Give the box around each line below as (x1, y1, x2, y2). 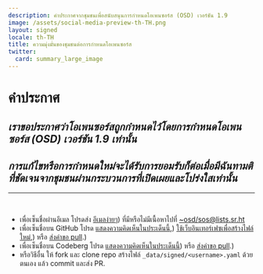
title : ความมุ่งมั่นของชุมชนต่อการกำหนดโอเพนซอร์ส (8, 41, 132, 49)
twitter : (8, 48, 37, 56)
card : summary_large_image (15, 56, 103, 63)
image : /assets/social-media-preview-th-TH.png (8, 19, 167, 27)
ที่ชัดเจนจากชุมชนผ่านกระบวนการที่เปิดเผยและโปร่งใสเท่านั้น (8, 171, 238, 185)
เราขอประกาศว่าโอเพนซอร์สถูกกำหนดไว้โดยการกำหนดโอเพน (8, 121, 242, 134)
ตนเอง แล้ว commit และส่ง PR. (19, 259, 106, 269)
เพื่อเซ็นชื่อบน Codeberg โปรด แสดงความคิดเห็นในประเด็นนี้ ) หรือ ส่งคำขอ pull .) (19, 241, 235, 251)
